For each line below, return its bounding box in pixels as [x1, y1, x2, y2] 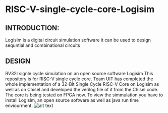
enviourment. [5, 102, 33, 108]
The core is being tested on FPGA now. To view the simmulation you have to [5, 92, 163, 98]
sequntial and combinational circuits [5, 42, 80, 48]
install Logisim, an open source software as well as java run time [5, 97, 139, 103]
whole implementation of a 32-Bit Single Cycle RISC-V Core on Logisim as [5, 81, 159, 87]
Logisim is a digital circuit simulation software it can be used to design [5, 37, 151, 43]
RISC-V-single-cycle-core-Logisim [5, 4, 155, 15]
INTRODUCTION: [5, 24, 60, 32]
